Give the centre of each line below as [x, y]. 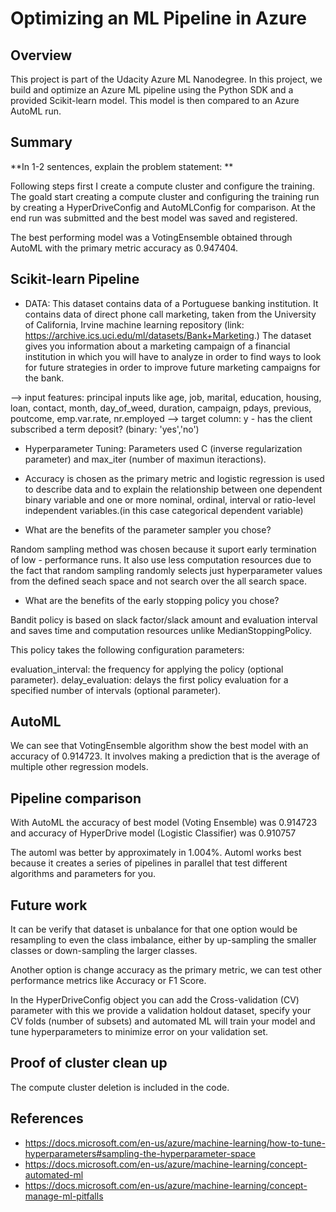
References [47, 1118]
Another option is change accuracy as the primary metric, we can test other [166, 970]
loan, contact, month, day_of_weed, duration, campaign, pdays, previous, [161, 408]
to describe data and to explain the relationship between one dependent [173, 489]
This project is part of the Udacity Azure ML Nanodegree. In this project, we [166, 79]
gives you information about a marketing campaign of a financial [157, 346]
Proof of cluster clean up [89, 1063]
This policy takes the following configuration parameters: [127, 649]
